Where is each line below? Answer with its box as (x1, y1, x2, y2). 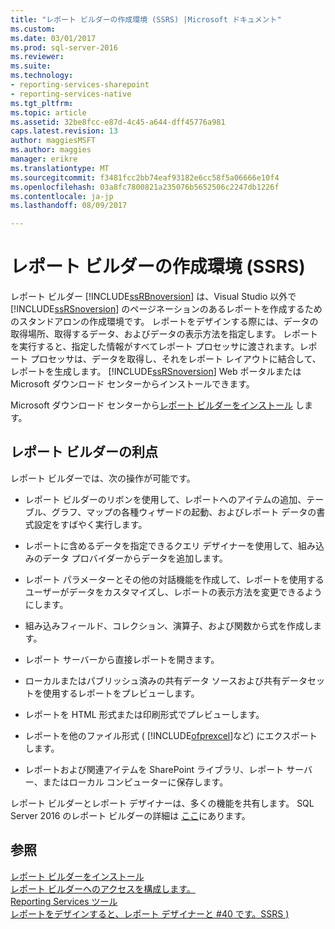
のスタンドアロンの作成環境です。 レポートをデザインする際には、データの (10, 316, 319, 328)
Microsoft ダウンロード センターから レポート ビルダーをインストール (10, 399, 294, 411)
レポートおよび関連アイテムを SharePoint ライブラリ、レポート (24, 763, 285, 775)
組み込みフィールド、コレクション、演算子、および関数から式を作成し (24, 619, 314, 631)
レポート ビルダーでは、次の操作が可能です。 (10, 472, 196, 484)
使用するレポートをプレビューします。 (42, 687, 200, 699)
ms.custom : (10, 24, 56, 34)
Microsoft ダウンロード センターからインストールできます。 (10, 378, 255, 390)
